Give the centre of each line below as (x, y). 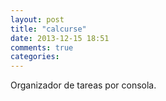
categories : (35, 57)
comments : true (42, 47)
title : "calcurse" (48, 29)
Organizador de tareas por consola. (83, 85)
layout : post (37, 19)
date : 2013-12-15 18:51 (60, 38)
